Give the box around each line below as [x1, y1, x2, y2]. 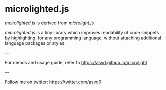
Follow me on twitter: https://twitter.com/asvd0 [5, 79, 102, 85]
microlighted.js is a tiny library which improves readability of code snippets [5, 29, 159, 35]
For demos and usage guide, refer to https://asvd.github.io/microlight [5, 59, 147, 65]
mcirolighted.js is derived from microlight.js [5, 20, 94, 26]
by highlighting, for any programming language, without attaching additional [5, 35, 161, 41]
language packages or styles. [5, 40, 66, 46]
